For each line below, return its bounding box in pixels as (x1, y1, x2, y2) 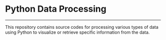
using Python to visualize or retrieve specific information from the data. (5, 29, 150, 35)
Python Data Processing (5, 3, 107, 15)
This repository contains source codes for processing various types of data (5, 24, 159, 30)
